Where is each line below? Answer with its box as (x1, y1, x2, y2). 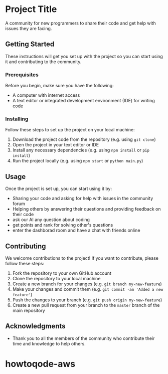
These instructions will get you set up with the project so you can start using (5, 53, 163, 59)
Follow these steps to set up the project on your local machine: (5, 127, 135, 133)
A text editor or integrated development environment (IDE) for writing (12, 98, 155, 104)
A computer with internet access (12, 92, 80, 98)
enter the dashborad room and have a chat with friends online (12, 227, 140, 234)
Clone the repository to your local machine (12, 275, 101, 281)
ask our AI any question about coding (12, 217, 90, 223)
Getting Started (5, 40, 55, 49)
